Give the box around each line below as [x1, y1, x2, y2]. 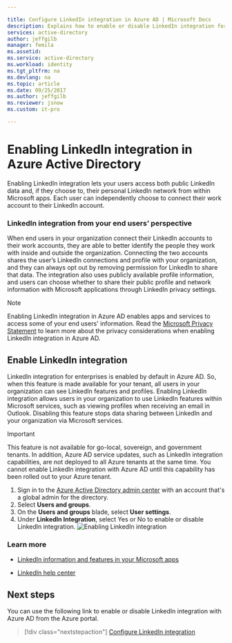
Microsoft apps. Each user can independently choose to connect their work [7, 194, 222, 202]
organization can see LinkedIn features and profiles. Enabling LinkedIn [7, 387, 207, 395]
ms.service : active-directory [7, 55, 95, 62]
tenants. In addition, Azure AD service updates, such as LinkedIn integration [7, 450, 223, 459]
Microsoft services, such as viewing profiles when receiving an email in [7, 402, 211, 410]
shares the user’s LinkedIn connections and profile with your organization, [7, 256, 217, 264]
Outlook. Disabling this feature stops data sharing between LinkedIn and [7, 408, 213, 417]
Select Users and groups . [17, 500, 91, 508]
